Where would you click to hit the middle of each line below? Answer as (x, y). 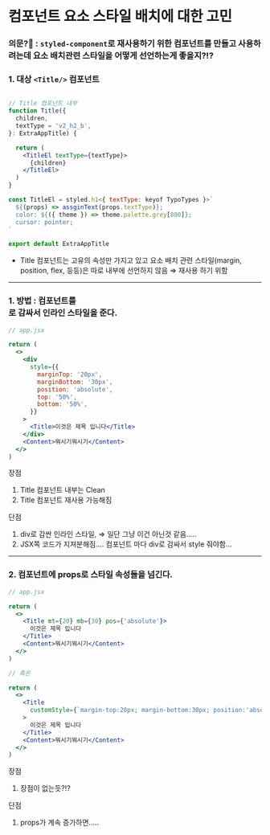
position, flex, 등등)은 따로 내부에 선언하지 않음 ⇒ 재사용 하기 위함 (124, 271)
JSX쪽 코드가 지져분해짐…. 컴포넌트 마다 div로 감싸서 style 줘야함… (126, 544)
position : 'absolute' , (75, 389)
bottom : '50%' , (63, 404)
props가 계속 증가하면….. (59, 823)
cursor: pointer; (45, 222)
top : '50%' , (57, 397)
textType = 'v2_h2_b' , (53, 126)
